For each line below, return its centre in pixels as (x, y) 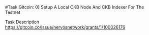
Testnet (13, 12)
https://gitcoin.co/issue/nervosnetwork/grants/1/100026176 (65, 27)
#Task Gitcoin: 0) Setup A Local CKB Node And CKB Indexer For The (74, 7)
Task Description (22, 22)
